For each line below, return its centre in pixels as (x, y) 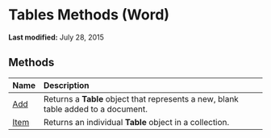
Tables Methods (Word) (89, 15)
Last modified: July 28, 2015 (56, 37)
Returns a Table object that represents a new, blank (141, 98)
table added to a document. (95, 109)
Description (67, 85)
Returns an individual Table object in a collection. (136, 122)
